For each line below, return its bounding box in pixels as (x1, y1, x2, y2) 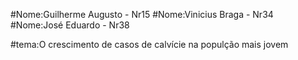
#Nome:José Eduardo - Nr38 (10, 19, 130, 31)
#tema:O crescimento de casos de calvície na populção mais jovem (10, 39, 289, 50)
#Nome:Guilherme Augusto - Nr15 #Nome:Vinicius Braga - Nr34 (10, 9, 274, 20)
